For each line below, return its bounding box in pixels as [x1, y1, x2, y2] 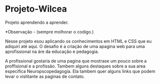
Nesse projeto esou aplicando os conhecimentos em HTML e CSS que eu [5, 38, 152, 44]
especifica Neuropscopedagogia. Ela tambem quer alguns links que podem [5, 68, 156, 74]
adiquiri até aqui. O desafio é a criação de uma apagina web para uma [5, 43, 145, 49]
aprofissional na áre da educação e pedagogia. [5, 49, 99, 54]
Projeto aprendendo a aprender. [5, 19, 69, 25]
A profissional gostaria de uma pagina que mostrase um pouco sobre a [5, 58, 147, 64]
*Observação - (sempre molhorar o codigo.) [5, 29, 94, 34]
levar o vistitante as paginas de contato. [5, 73, 85, 79]
